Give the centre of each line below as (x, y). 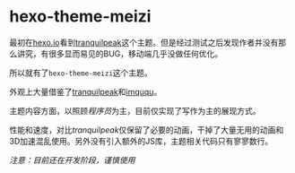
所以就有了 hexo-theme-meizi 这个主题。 (81, 73)
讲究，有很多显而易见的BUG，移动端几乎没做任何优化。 (120, 53)
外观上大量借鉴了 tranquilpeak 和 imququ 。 (86, 91)
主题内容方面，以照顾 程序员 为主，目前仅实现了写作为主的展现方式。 (135, 110)
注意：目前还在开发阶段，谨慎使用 (72, 160)
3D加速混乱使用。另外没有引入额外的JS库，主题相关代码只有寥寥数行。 (141, 141)
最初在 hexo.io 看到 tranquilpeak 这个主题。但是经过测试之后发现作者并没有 (144, 42)
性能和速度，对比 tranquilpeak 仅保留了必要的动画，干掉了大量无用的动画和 (147, 130)
